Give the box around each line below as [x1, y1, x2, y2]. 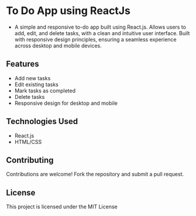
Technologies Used [6, 116, 78, 126]
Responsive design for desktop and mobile [14, 100, 118, 107]
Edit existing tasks [14, 81, 59, 88]
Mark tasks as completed [14, 87, 76, 94]
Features [6, 59, 39, 69]
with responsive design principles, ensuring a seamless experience [14, 36, 177, 43]
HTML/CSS [14, 138, 42, 145]
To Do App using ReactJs [6, 4, 130, 18]
